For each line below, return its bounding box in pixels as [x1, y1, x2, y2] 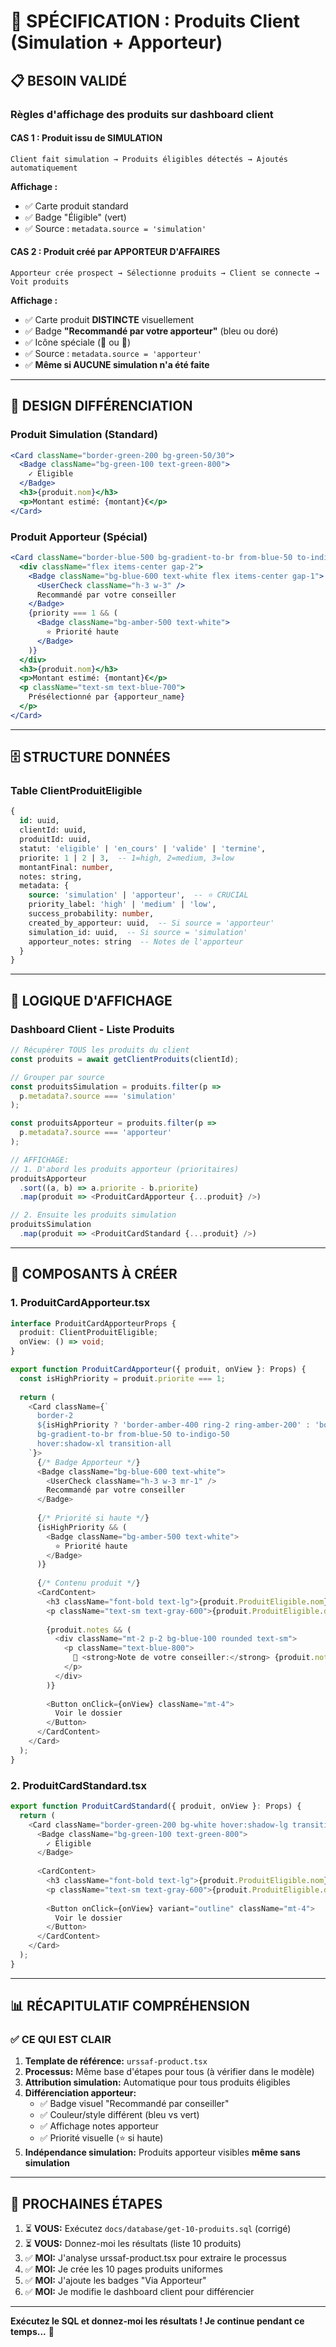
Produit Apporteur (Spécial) [10, 530, 148, 544]
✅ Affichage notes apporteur [39, 2120, 159, 2132]
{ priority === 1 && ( [28, 608, 118, 619]
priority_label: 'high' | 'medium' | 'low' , [28, 900, 217, 910]
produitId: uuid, [19, 835, 92, 845]
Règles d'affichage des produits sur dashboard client [10, 107, 274, 121]
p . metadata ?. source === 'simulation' [19, 1091, 177, 1101]
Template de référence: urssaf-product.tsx [24, 2055, 208, 2067]
